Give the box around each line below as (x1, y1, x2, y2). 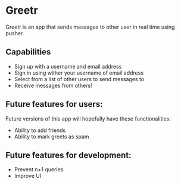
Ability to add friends (14, 127, 66, 134)
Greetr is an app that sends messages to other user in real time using (5, 23, 175, 30)
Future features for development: (5, 150, 132, 160)
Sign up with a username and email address (14, 63, 122, 70)
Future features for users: (5, 99, 103, 109)
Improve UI (14, 172, 42, 180)
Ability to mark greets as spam (14, 132, 90, 140)
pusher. (5, 29, 24, 36)
